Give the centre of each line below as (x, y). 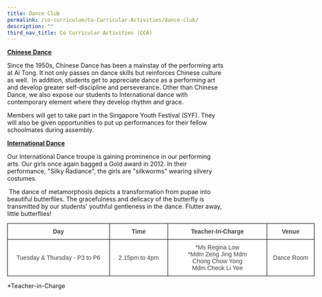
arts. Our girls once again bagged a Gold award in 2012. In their (97, 164)
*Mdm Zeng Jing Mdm (218, 254)
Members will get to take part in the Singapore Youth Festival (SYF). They (111, 115)
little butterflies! (29, 214)
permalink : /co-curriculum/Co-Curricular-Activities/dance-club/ (103, 20)
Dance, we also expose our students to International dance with (98, 95)
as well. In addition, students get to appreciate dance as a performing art (111, 80)
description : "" (30, 26)
